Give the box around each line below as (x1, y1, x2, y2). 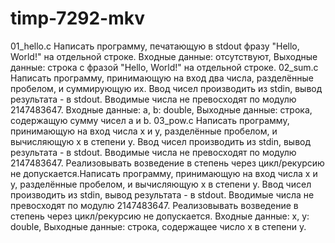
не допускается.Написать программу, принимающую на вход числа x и (10, 167, 318, 179)
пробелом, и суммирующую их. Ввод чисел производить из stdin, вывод (10, 82, 323, 94)
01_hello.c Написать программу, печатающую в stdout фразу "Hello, (10, 40, 300, 52)
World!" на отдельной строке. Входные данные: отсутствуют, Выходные (10, 50, 318, 62)
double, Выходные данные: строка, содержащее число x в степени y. (10, 220, 307, 232)
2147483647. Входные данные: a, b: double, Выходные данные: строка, (10, 103, 313, 116)
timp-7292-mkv (10, 7, 145, 30)
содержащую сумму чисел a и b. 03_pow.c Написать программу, (10, 114, 290, 126)
